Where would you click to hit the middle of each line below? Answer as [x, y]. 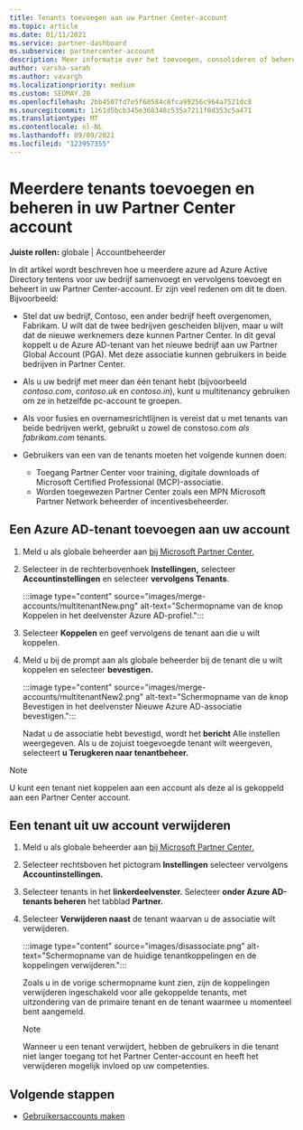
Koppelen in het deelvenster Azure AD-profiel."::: [113, 615]
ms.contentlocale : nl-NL [56, 127]
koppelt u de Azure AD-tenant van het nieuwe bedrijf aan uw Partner [150, 344]
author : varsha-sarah [50, 69]
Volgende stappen [62, 1094]
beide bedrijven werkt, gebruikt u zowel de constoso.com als [136, 428]
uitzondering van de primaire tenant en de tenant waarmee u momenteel [157, 1002]
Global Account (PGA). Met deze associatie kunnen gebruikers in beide [154, 354]
